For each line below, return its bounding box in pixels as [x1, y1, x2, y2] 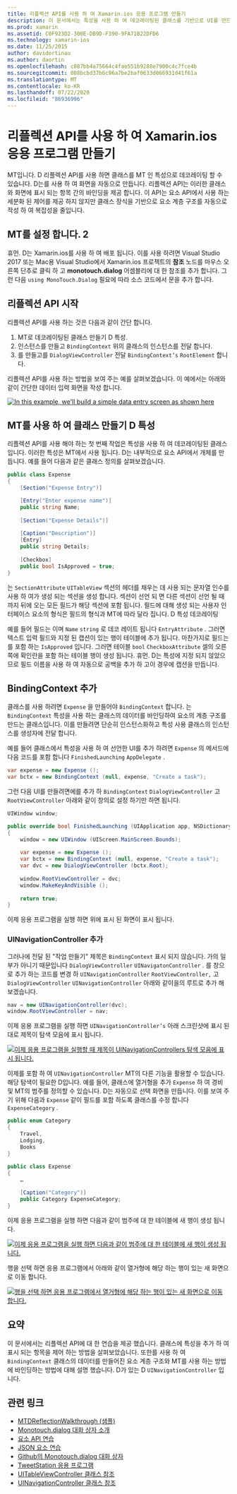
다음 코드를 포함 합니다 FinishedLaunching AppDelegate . [7, 753, 165, 761]
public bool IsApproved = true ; [20, 563, 115, 570]
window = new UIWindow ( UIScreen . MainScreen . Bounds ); [20, 836, 181, 843]
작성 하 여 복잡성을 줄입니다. [7, 205, 85, 214]
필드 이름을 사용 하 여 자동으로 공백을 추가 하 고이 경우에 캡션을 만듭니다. [20, 659, 220, 668]
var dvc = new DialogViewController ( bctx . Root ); [20, 862, 169, 869]
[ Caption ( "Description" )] [20, 530, 97, 537]
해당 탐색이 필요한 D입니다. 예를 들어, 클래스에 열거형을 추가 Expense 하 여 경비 [7, 1078, 224, 1087]
